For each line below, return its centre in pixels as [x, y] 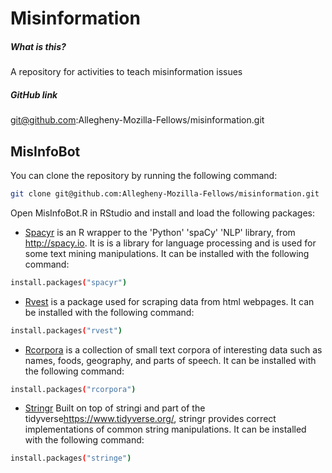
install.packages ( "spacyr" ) [69, 282]
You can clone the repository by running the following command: [144, 175]
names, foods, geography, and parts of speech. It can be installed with [170, 360]
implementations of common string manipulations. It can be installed [165, 429]
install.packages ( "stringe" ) [71, 458]
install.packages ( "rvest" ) [66, 330]
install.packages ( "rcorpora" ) [73, 389]
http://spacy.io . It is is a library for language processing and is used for [170, 243]
